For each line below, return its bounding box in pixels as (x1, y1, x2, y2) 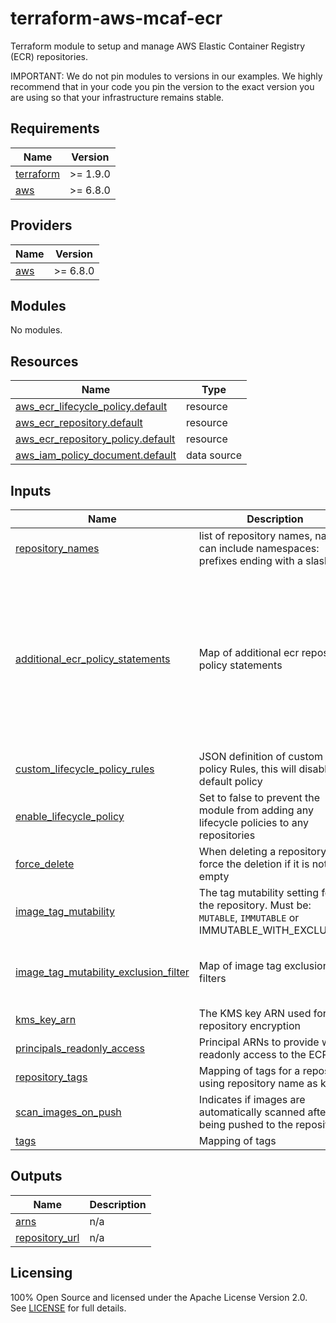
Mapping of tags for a (198, 1064, 301, 1077)
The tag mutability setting (198, 886, 320, 899)
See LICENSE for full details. (10, 1302, 127, 1314)
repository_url (15, 1230, 80, 1244)
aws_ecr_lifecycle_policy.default (15, 400, 168, 414)
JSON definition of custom (198, 750, 324, 763)
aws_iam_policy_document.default (15, 448, 177, 462)
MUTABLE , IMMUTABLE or (198, 911, 300, 924)
